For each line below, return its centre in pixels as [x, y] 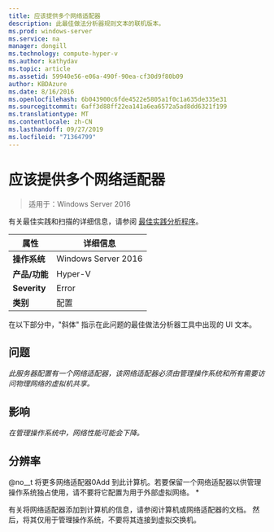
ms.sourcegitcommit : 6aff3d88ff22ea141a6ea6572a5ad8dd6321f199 [118, 107]
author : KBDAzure [38, 84]
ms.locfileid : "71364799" [52, 137]
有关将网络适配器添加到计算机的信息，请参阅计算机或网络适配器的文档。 [129, 510]
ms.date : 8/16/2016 [41, 92]
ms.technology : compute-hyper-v [63, 54]
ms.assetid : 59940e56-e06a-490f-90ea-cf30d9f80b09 [96, 76]
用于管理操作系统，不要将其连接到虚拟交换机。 [122, 520]
